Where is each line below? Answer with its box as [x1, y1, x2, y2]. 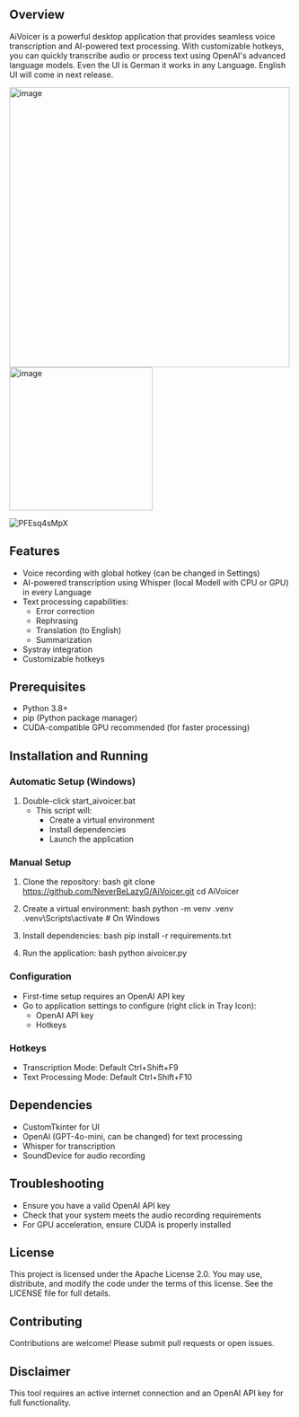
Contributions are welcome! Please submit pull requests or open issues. [9, 1338, 275, 1349]
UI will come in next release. [9, 69, 114, 80]
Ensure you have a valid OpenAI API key [22, 1200, 171, 1210]
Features [9, 543, 60, 559]
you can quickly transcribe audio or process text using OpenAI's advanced [9, 49, 286, 61]
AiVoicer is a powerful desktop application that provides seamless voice [9, 31, 276, 41]
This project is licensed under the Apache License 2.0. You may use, [9, 1269, 263, 1280]
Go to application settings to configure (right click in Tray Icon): [22, 1000, 257, 1011]
